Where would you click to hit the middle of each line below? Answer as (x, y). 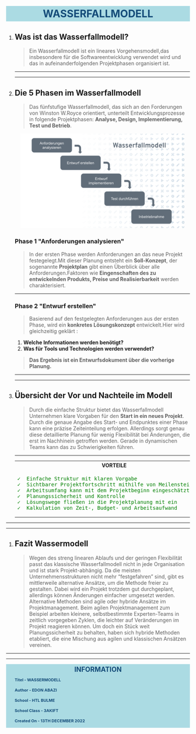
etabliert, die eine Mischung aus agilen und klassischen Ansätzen (108, 639)
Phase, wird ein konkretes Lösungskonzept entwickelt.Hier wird (107, 325)
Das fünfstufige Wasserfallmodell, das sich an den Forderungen (106, 107)
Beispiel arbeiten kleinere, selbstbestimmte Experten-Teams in (104, 613)
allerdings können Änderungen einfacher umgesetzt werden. (102, 595)
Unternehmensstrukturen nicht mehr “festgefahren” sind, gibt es (106, 577)
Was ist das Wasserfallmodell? (71, 37)
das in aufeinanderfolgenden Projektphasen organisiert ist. (99, 63)
